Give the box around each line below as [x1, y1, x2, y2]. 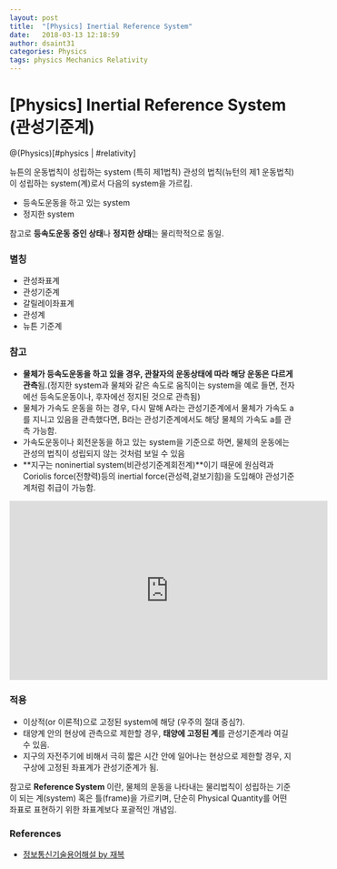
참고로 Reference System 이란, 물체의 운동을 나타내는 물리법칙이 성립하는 [9, 781, 274, 792]
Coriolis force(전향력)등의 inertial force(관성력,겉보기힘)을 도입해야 [22, 470, 263, 481]
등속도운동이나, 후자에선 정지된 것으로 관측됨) [39, 390, 201, 401]
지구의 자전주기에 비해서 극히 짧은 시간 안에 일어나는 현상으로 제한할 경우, [22, 750, 282, 761]
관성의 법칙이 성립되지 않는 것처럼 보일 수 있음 [22, 448, 185, 459]
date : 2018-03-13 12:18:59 [9, 30, 120, 39]
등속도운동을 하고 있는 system [22, 197, 130, 207]
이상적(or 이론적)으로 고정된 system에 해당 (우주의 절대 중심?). [22, 716, 245, 727]
